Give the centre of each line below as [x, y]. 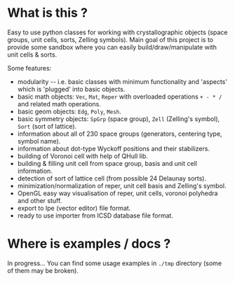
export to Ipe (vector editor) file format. [74, 208]
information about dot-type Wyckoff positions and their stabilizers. [114, 148]
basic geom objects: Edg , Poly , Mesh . [69, 111]
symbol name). [39, 141]
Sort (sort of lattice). [47, 126]
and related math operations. [59, 104]
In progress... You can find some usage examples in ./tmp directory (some [115, 263]
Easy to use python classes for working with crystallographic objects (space [117, 32]
